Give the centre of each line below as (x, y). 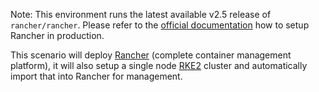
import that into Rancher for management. (96, 76)
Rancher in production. (57, 35)
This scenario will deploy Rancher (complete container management (151, 55)
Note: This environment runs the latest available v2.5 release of (141, 14)
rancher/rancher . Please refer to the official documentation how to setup (160, 25)
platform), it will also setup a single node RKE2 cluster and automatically (159, 65)
